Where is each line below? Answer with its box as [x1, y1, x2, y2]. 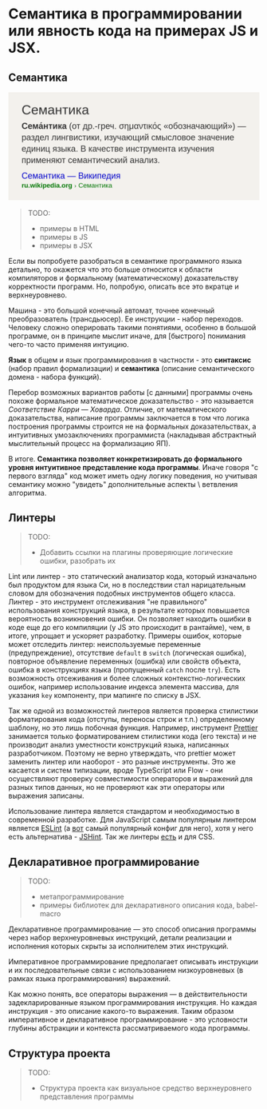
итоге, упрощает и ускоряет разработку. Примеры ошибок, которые [8, 631, 241, 640]
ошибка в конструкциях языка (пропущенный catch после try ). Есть [8, 665, 241, 675]
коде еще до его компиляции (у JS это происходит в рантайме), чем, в [8, 623, 251, 632]
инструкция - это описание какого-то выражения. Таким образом [8, 1007, 234, 1016]
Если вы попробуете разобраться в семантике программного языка [8, 256, 242, 265]
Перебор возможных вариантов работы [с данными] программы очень [8, 387, 253, 397]
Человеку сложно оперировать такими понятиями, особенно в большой [8, 322, 257, 332]
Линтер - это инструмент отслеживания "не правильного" [8, 597, 208, 607]
